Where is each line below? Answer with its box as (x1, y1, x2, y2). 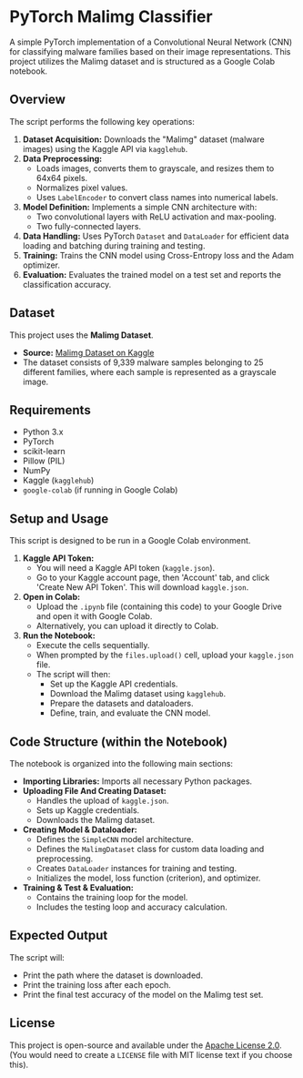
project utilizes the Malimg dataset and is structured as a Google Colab (9, 56, 276, 66)
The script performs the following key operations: (9, 116, 196, 127)
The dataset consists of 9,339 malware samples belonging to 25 (22, 357, 264, 368)
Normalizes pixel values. (35, 182, 128, 193)
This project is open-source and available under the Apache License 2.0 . (9, 1040, 282, 1051)
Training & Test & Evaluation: (22, 882, 134, 893)
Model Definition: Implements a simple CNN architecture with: (22, 201, 258, 212)
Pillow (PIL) (22, 455, 66, 466)
